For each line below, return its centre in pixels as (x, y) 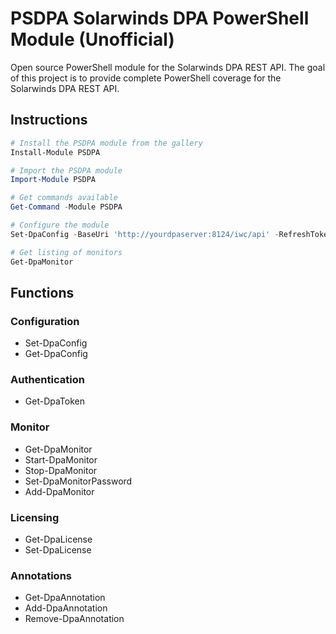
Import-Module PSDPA (53, 180)
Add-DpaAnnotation (66, 608)
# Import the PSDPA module (66, 170)
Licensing (35, 517)
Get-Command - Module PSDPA (66, 207)
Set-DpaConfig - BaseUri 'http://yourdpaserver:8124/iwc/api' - (145, 234)
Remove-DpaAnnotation (74, 619)
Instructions (49, 120)
